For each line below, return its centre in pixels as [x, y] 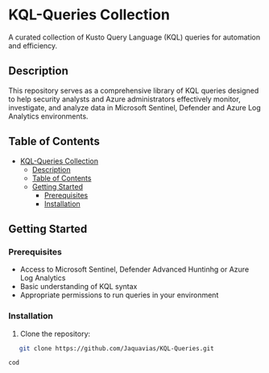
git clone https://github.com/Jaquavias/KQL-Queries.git [117, 348]
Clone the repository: [55, 334]
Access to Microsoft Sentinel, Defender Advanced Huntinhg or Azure [134, 269]
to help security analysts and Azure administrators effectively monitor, [124, 99]
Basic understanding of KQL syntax [79, 287]
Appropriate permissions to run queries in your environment [119, 295]
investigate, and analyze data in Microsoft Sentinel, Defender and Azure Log [135, 107]
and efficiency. [33, 45]
